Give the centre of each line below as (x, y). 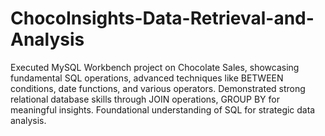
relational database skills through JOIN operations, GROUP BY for (145, 99)
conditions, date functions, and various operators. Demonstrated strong (158, 88)
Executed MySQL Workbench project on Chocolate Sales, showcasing (155, 67)
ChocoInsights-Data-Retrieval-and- (162, 18)
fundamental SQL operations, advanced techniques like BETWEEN (147, 78)
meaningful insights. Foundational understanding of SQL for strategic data (163, 109)
